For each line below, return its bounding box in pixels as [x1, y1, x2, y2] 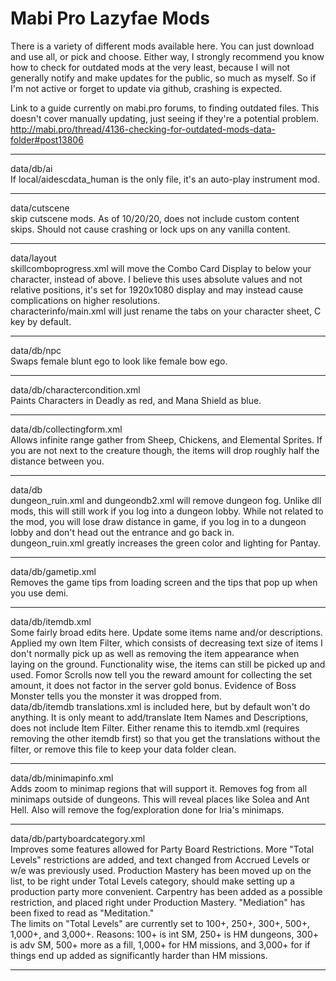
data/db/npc [10, 344, 62, 356]
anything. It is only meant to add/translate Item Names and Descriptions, [10, 711, 309, 723]
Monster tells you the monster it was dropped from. [10, 690, 222, 702]
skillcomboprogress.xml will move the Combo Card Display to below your [10, 262, 312, 274]
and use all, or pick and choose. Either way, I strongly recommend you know [10, 50, 325, 62]
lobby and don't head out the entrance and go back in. [10, 526, 235, 538]
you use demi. [10, 587, 69, 599]
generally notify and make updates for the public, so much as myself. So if [10, 72, 317, 84]
